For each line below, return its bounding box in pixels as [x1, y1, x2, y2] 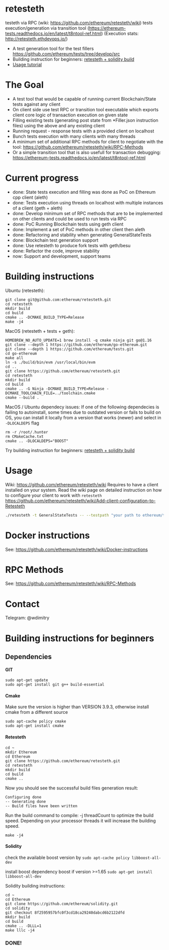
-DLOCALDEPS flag [5, 420, 39, 426]
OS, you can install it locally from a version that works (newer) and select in [5, 414, 161, 420]
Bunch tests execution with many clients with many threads [12, 133, 136, 139]
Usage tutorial [12, 61, 42, 67]
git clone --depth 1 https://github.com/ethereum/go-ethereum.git [5, 342, 147, 347]
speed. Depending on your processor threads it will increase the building [5, 818, 156, 824]
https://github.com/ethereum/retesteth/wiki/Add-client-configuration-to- [5, 497, 156, 503]
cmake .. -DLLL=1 [5, 923, 42, 928]
